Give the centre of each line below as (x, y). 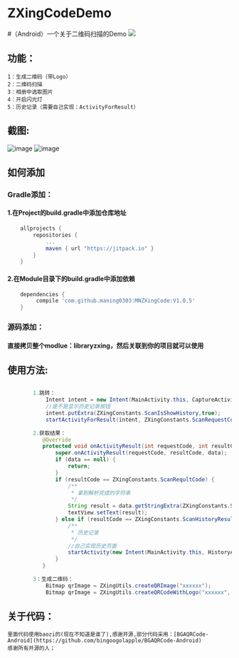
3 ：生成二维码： (53, 579)
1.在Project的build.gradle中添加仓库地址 (67, 213)
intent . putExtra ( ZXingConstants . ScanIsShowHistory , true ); (133, 413)
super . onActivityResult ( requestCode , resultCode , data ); (141, 453)
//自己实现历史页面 (92, 546)
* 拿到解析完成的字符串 (101, 493)
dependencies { (43, 294)
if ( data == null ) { (85, 460)
